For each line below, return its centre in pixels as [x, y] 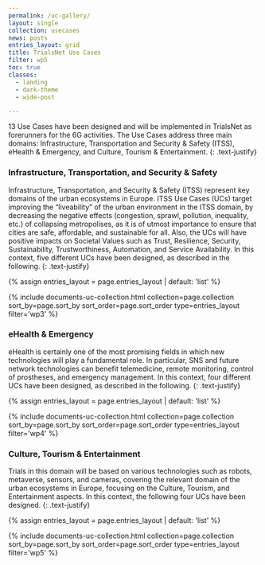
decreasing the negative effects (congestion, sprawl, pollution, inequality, [129, 215]
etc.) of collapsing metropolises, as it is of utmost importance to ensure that [132, 224]
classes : [23, 75]
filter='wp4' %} [33, 433]
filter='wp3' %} [33, 314]
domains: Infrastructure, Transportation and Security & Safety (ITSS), [121, 143]
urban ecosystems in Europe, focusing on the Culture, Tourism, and [119, 488]
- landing [31, 82]
